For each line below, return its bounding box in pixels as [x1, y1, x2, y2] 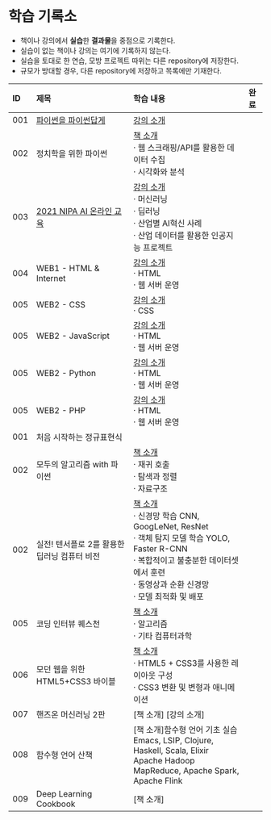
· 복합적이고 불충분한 [132, 554, 207, 566]
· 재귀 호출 [132, 458, 170, 470]
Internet [35, 272, 66, 283]
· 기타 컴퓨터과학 [132, 630, 192, 642]
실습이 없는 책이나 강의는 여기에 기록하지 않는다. [19, 45, 171, 55]
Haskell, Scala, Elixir [132, 744, 210, 755]
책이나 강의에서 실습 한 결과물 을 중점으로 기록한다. [19, 36, 176, 45]
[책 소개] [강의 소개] [132, 709, 205, 720]
